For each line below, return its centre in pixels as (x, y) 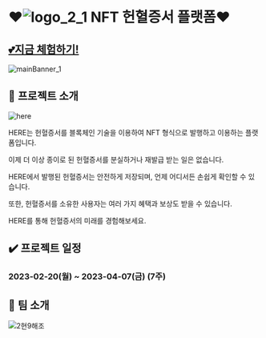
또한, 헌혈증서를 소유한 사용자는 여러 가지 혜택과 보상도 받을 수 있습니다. (120, 203)
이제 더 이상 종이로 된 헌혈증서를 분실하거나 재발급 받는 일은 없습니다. (116, 159)
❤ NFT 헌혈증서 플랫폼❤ (119, 17)
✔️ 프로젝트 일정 (45, 249)
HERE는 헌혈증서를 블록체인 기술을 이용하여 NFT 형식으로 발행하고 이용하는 (126, 132)
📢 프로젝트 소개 (43, 97)
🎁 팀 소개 (29, 305)
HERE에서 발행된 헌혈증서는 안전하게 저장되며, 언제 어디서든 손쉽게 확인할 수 (127, 176)
